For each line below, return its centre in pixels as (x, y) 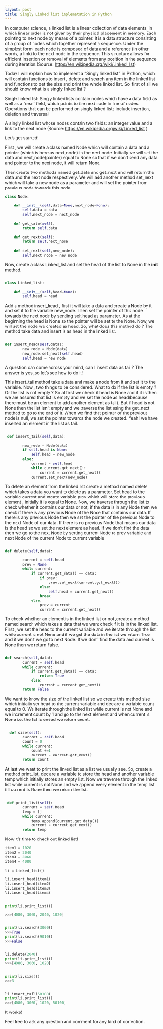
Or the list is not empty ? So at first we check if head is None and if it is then (81, 392)
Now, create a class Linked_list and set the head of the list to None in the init (81, 264)
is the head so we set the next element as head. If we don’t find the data (77, 528)
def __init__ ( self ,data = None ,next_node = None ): (62, 206)
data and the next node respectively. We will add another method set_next (79, 177)
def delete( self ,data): (29, 551)
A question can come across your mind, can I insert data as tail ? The (74, 367)
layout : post (18, 9)
